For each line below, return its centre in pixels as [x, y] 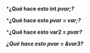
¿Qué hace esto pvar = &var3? [45, 44]
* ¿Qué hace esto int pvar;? [40, 9]
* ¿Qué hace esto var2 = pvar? [44, 32]
